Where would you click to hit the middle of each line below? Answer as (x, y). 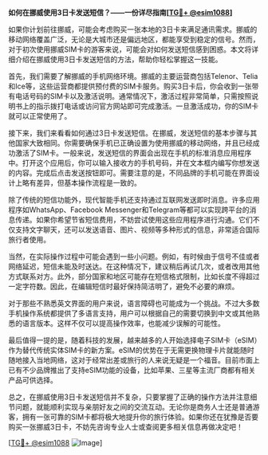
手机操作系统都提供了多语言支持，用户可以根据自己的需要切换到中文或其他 (130, 313)
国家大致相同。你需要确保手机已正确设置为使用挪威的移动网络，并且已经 (134, 143)
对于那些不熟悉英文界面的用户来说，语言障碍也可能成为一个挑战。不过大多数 (134, 303)
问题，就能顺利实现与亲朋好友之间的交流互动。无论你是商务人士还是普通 (134, 407)
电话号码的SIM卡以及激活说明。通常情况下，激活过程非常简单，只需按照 (133, 96)
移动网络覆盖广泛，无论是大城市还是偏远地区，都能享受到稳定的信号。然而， (134, 39)
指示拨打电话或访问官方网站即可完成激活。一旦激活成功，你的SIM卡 (147, 106)
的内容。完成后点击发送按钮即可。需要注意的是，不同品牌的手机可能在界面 (130, 173)
